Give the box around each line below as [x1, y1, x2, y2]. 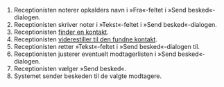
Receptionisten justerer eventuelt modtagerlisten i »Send [13, 50, 177, 58]
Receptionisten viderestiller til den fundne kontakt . [13, 35, 158, 43]
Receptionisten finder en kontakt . [13, 28, 109, 36]
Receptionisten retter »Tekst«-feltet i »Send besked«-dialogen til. [13, 43, 200, 50]
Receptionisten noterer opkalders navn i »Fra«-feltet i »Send [13, 6, 187, 14]
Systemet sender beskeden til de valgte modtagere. [13, 72, 162, 80]
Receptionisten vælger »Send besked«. [13, 65, 127, 72]
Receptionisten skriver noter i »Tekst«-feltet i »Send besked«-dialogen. [13, 21, 217, 28]
